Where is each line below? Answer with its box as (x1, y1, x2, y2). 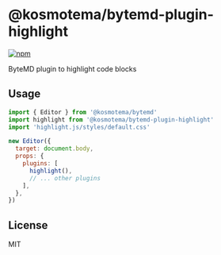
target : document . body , (15, 145, 93, 153)
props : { (15, 153, 44, 160)
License (8, 218, 48, 232)
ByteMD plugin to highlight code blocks (8, 64, 137, 73)
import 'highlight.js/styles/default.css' (8, 123, 151, 131)
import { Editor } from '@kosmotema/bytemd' (8, 108, 158, 116)
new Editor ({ (8, 137, 51, 145)
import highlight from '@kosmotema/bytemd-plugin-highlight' (8, 115, 215, 124)
